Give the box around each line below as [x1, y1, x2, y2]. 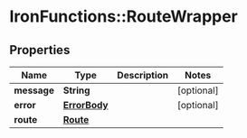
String [62, 84, 90, 97]
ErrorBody [62, 99, 109, 111]
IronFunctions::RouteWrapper [9, 6, 238, 27]
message [14, 84, 54, 97]
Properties [9, 42, 71, 58]
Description [117, 69, 169, 81]
